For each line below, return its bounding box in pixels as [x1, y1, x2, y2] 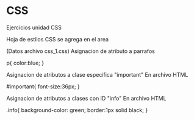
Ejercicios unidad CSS [6, 24, 62, 31]
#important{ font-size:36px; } [6, 83, 81, 90]
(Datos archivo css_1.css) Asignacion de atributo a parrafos [6, 47, 156, 55]
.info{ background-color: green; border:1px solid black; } [6, 106, 148, 113]
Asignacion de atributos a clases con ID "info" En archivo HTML [6, 94, 167, 102]
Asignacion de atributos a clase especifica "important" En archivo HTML [6, 71, 189, 78]
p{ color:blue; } [6, 59, 45, 66]
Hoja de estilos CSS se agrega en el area [6, 35, 109, 43]
